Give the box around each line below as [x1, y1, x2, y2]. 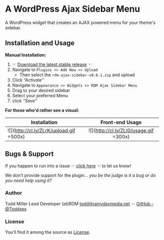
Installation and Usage [5, 39, 75, 47]
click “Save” [12, 98, 38, 104]
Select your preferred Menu [12, 92, 68, 98]
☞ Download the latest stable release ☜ [12, 61, 92, 67]
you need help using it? [5, 177, 52, 183]
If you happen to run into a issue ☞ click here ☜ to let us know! [5, 163, 132, 169]
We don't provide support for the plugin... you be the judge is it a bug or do [5, 172, 156, 178]
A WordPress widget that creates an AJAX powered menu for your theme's [5, 20, 156, 25]
